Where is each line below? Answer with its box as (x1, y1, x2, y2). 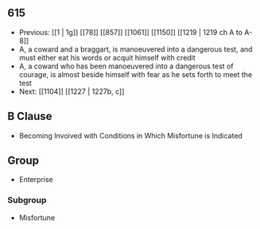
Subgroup (7, 195, 47, 206)
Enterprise (18, 175, 53, 184)
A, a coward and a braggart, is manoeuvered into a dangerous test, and (18, 44, 253, 54)
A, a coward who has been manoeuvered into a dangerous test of (18, 61, 234, 71)
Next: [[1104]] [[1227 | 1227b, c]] (18, 87, 125, 96)
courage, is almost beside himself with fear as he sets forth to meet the (18, 69, 253, 79)
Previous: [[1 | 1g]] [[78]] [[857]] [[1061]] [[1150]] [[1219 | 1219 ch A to (18, 27, 243, 37)
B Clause (7, 110, 52, 123)
